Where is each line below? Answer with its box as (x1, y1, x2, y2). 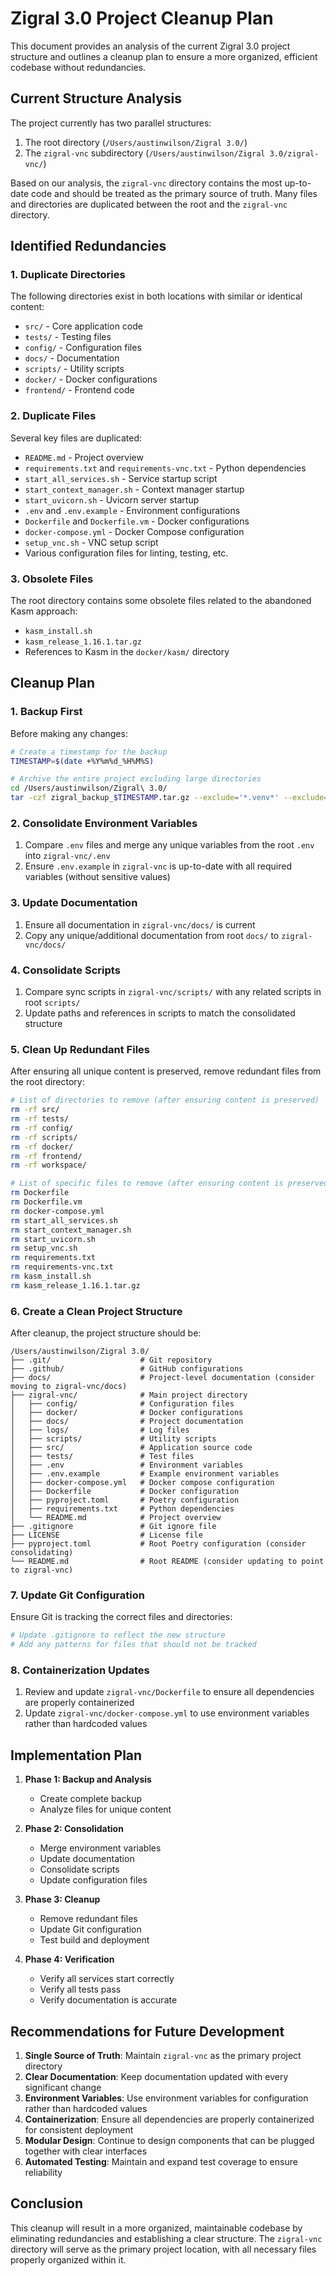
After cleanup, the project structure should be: (10, 1327, 202, 1339)
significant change (24, 2082, 102, 2094)
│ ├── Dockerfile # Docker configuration (10, 1487, 240, 1497)
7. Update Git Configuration (10, 1588, 145, 1602)
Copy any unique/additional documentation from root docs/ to (24, 929, 280, 941)
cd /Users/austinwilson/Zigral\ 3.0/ (10, 783, 168, 794)
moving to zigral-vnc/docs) (10, 1382, 128, 1392)
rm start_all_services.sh (10, 1215, 118, 1226)
